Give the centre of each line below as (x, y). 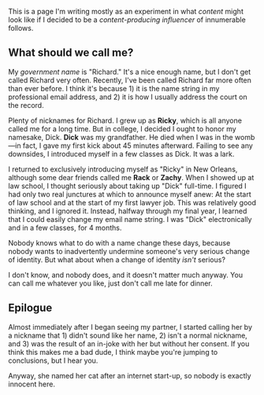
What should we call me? (71, 53)
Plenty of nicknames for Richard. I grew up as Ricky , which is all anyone (125, 120)
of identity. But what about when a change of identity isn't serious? (117, 260)
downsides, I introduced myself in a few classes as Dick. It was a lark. (121, 153)
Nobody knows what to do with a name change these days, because (119, 242)
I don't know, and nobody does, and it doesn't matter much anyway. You (125, 275)
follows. (21, 28)
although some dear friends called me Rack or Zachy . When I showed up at (131, 177)
